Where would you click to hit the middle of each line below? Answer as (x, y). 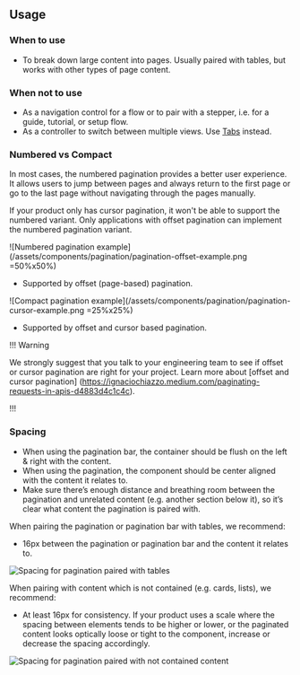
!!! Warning (29, 346)
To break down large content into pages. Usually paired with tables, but (154, 60)
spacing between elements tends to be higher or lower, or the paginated (155, 624)
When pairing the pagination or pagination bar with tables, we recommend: (147, 526)
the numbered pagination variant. (71, 230)
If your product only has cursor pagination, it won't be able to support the (145, 211)
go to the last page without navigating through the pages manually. (133, 193)
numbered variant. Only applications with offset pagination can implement (146, 220)
